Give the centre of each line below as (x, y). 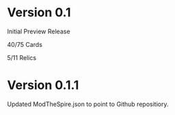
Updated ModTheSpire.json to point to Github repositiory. (88, 104)
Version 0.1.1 (43, 85)
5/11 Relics (22, 57)
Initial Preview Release (39, 31)
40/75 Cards (25, 44)
